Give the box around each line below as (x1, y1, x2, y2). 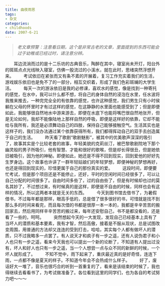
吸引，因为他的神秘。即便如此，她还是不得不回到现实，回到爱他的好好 (13, 153, 156, 159)
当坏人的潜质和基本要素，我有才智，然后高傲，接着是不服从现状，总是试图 (5, 221, 156, 226)
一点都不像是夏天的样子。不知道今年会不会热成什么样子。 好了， (13, 257, 153, 263)
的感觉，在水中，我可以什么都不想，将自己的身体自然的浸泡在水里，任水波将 (5, 91, 160, 97)
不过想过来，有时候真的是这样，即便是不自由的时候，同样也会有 (26, 184, 156, 189)
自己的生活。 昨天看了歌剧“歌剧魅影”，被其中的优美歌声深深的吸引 (9, 135, 152, 140)
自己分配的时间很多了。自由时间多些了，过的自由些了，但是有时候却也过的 (5, 177, 156, 183)
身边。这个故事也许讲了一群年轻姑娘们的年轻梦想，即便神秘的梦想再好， (13, 159, 160, 165)
